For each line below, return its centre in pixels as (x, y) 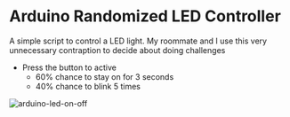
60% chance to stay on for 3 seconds (105, 76)
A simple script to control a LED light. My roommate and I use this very (138, 41)
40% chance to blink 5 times (88, 86)
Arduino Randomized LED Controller (145, 16)
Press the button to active (69, 67)
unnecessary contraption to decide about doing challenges (117, 50)
